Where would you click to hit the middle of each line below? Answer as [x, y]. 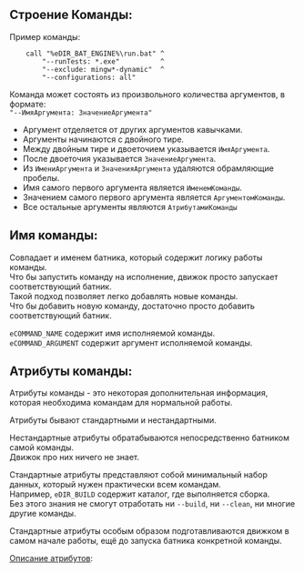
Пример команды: [45, 36]
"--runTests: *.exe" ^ [104, 61]
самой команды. [42, 447]
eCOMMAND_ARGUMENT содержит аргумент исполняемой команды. [131, 342]
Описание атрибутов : [51, 558]
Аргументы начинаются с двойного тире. [103, 139]
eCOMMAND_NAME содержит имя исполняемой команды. [112, 333]
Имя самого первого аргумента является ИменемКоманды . [132, 187]
